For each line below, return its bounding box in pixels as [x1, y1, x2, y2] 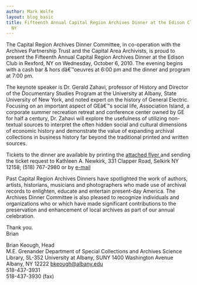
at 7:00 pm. [6, 72, 34, 79]
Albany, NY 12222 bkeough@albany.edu [6, 260, 104, 267]
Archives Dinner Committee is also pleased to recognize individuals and [6, 194, 179, 201]
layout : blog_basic [6, 14, 54, 20]
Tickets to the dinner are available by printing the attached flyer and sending [6, 151, 191, 159]
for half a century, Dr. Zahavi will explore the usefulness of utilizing [6, 115, 167, 122]
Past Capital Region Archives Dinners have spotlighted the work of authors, [6, 175, 188, 182]
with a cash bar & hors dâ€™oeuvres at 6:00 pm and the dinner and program [6, 66, 191, 73]
